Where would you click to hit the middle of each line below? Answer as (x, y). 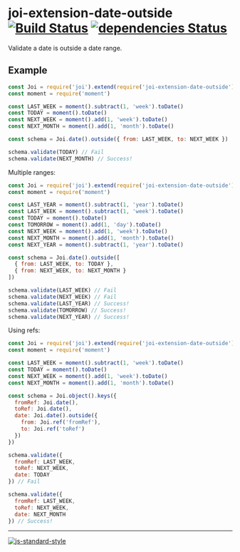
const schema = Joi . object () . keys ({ (62, 396)
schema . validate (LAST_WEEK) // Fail (62, 290)
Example (28, 70)
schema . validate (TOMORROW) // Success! (67, 310)
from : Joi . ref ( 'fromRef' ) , (61, 422)
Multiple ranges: (32, 172)
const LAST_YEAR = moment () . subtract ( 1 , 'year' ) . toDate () (96, 205)
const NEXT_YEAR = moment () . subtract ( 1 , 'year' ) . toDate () (96, 245)
